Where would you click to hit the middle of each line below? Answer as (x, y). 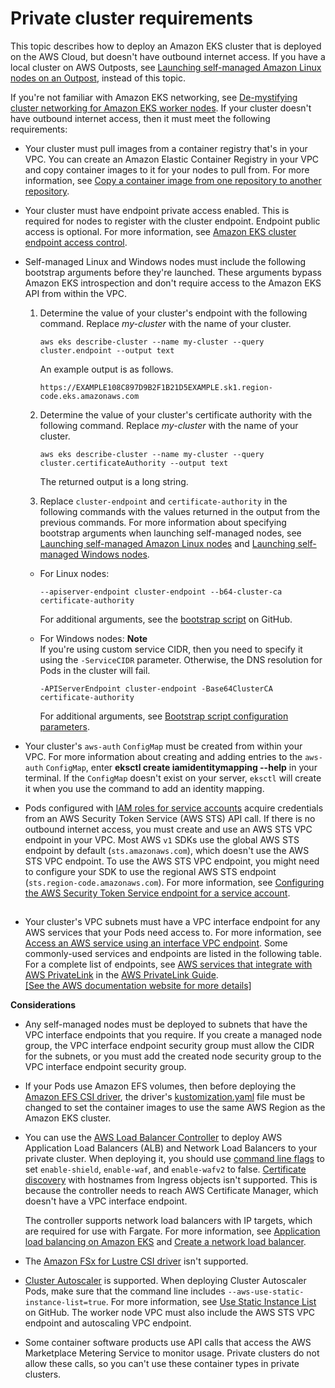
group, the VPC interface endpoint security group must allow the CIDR (169, 1046)
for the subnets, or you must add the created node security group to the (173, 1056)
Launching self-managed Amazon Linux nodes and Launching (167, 543)
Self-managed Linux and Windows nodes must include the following (165, 261)
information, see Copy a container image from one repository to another (173, 180)
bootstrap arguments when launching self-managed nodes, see (170, 533)
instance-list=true (65, 1303)
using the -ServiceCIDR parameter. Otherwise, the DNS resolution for (181, 659)
